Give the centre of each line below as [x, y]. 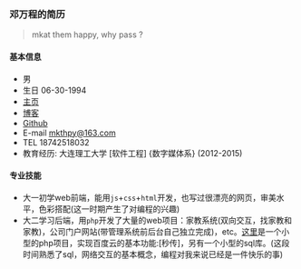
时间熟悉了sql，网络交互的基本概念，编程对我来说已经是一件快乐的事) [153, 254]
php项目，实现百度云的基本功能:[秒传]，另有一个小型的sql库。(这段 [164, 243]
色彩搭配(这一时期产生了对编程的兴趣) [109, 209]
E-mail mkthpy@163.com [69, 133]
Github [35, 123]
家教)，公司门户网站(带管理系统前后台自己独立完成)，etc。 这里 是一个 [152, 231]
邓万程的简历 [38, 14]
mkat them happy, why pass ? [87, 35]
